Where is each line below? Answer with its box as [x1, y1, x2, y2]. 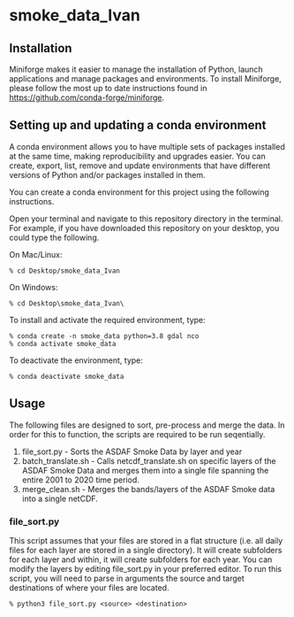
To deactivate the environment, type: [9, 355, 144, 366]
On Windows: [9, 282, 58, 292]
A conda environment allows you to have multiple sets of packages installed [9, 141, 285, 151]
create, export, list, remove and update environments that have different [9, 160, 271, 171]
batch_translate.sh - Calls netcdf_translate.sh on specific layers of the [21, 455, 276, 466]
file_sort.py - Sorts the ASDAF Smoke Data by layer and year [21, 446, 243, 457]
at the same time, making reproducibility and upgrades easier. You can [9, 150, 267, 161]
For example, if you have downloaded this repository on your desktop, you [9, 222, 280, 233]
